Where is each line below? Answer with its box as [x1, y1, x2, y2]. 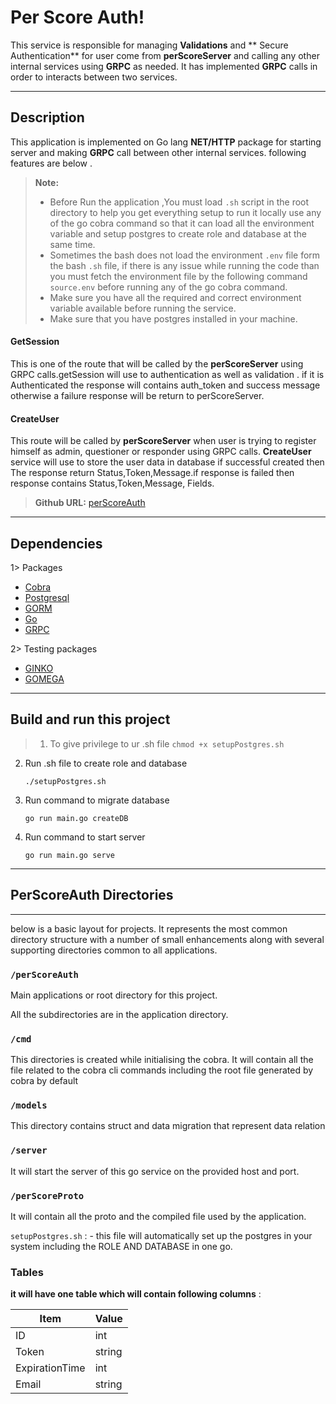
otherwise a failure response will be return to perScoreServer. [10, 389, 265, 401]
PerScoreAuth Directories [10, 887, 174, 904]
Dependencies [10, 535, 103, 552]
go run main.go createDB [24, 813, 129, 823]
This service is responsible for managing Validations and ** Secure [10, 39, 289, 51]
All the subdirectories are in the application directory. [10, 1008, 229, 1020]
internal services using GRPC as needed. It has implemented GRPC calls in [10, 60, 318, 72]
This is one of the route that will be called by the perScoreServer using [10, 357, 304, 370]
